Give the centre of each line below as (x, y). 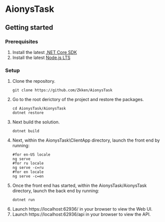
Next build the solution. (36, 122)
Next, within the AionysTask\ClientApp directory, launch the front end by (86, 140)
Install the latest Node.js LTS (41, 57)
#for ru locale (28, 164)
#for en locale (28, 172)
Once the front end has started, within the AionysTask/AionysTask (80, 186)
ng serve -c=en (28, 176)
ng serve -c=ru (28, 168)
